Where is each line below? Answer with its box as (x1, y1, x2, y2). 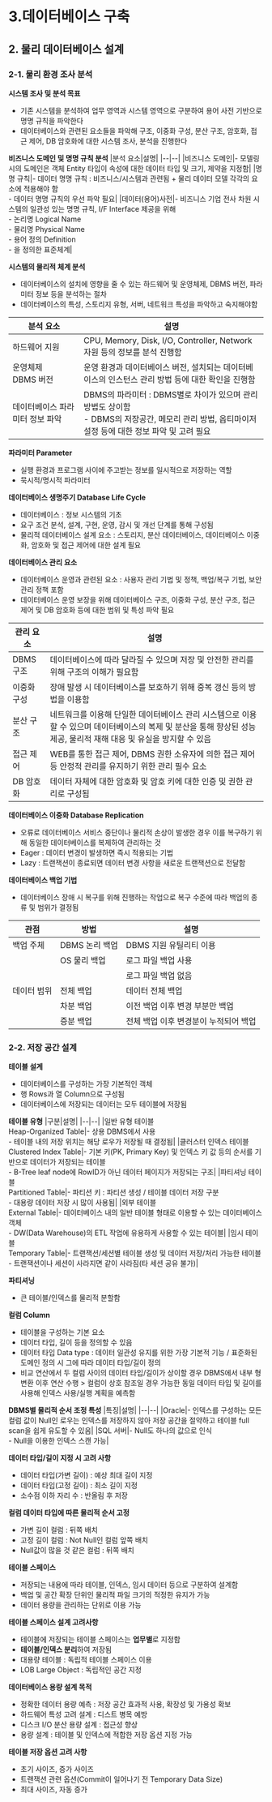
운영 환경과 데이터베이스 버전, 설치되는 (83, 362, 222, 373)
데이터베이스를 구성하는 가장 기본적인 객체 (19, 1079, 153, 1089)
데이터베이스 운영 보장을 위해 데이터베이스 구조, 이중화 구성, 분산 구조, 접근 (19, 594, 256, 604)
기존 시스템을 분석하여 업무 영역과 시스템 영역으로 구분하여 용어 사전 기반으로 (19, 105, 263, 115)
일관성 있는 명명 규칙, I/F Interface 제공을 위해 (29, 204, 176, 213)
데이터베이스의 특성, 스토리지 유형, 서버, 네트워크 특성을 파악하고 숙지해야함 (19, 299, 258, 309)
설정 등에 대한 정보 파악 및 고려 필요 (83, 425, 211, 436)
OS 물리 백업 (59, 955, 106, 966)
